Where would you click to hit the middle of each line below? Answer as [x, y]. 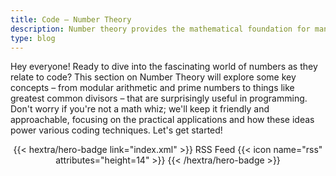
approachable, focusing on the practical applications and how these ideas [162, 120]
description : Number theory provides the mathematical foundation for [160, 29]
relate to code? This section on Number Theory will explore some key [153, 77]
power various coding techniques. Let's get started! [116, 130]
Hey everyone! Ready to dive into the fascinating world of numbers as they [164, 67]
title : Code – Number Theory [71, 19]
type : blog [33, 38]
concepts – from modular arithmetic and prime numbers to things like [152, 88]
